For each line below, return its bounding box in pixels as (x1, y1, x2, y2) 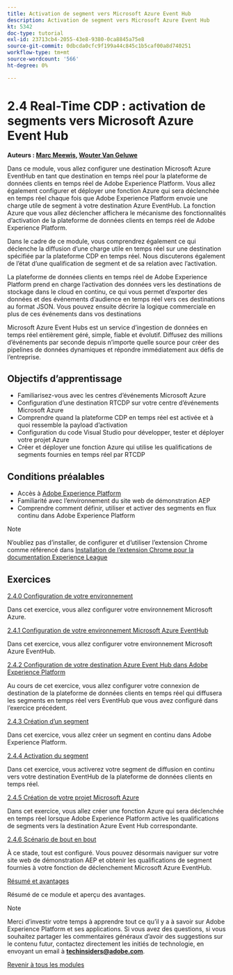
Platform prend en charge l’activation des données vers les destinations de (7, 280, 221, 288)
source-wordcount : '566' (7, 56, 79, 63)
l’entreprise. (7, 352, 42, 361)
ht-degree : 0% (7, 62, 49, 69)
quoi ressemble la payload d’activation (17, 421, 128, 429)
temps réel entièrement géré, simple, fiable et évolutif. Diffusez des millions (7, 330, 223, 338)
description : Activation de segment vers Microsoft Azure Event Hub (7, 17, 210, 24)
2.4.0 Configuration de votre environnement (7, 592, 134, 600)
